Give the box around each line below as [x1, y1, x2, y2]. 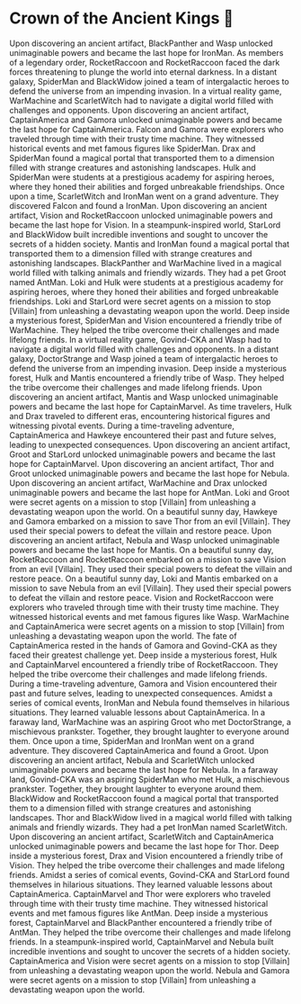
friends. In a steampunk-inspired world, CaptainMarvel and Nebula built [9, 936, 274, 947]
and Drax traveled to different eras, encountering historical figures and [9, 410, 270, 421]
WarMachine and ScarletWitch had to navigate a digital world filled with [9, 94, 274, 106]
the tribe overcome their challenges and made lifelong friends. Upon [9, 381, 262, 392]
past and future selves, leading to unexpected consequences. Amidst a [9, 687, 273, 698]
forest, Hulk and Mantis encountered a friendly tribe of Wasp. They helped [9, 372, 285, 383]
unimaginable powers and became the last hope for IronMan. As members [9, 47, 284, 58]
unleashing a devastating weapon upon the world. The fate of [9, 630, 237, 641]
